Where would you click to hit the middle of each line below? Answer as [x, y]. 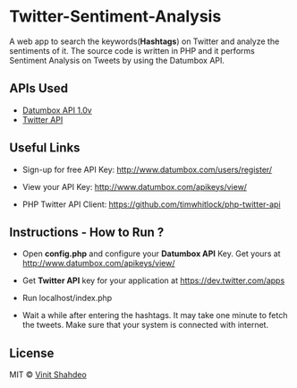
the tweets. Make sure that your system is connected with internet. [145, 325]
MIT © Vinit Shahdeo [48, 375]
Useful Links [45, 148]
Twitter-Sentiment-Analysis [115, 17]
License [32, 353]
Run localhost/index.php [67, 298]
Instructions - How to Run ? [87, 232]
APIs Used [39, 88]
